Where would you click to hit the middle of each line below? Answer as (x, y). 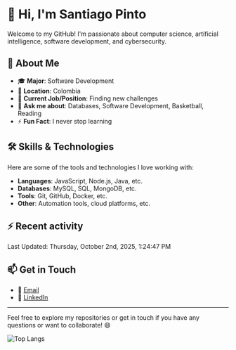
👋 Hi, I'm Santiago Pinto (77, 14)
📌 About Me (33, 64)
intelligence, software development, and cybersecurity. (87, 41)
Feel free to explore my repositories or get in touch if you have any (104, 318)
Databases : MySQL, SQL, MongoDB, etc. (77, 188)
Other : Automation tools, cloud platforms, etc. (84, 203)
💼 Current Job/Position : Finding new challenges (87, 98)
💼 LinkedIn (33, 297)
